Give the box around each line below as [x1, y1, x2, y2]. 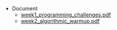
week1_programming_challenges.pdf [20, 11, 112, 18]
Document [11, 5, 38, 12]
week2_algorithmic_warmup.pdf [20, 18, 100, 24]
